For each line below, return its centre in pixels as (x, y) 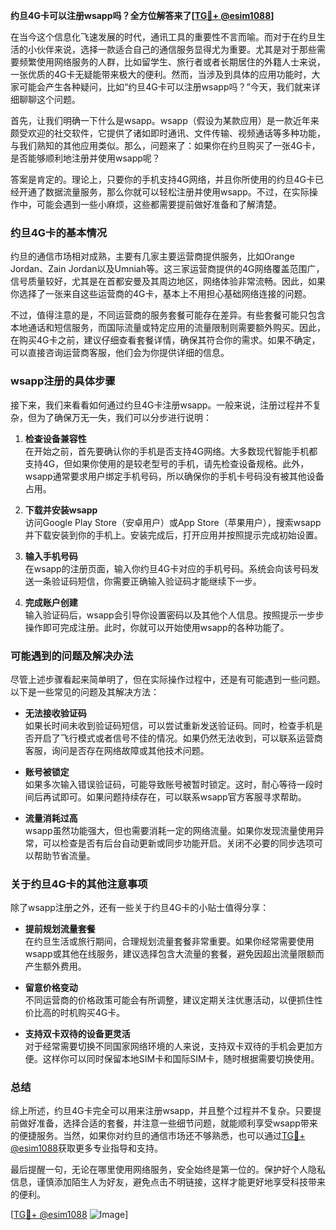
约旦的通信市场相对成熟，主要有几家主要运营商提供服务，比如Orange (152, 256)
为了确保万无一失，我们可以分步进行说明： (124, 417)
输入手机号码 (51, 556)
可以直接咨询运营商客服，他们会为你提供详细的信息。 (120, 353)
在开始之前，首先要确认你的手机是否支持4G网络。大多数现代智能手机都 (171, 451)
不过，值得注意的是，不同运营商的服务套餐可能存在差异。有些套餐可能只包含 (168, 315)
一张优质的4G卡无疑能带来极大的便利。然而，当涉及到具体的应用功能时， (161, 74)
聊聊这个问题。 (49, 99)
